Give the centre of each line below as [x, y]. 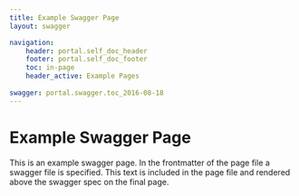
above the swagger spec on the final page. [89, 182]
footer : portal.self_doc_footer [87, 60]
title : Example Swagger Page [64, 18]
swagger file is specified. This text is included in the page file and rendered [150, 172]
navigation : [32, 42]
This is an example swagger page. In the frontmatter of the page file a [140, 163]
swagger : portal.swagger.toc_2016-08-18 [87, 93]
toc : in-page [50, 68]
